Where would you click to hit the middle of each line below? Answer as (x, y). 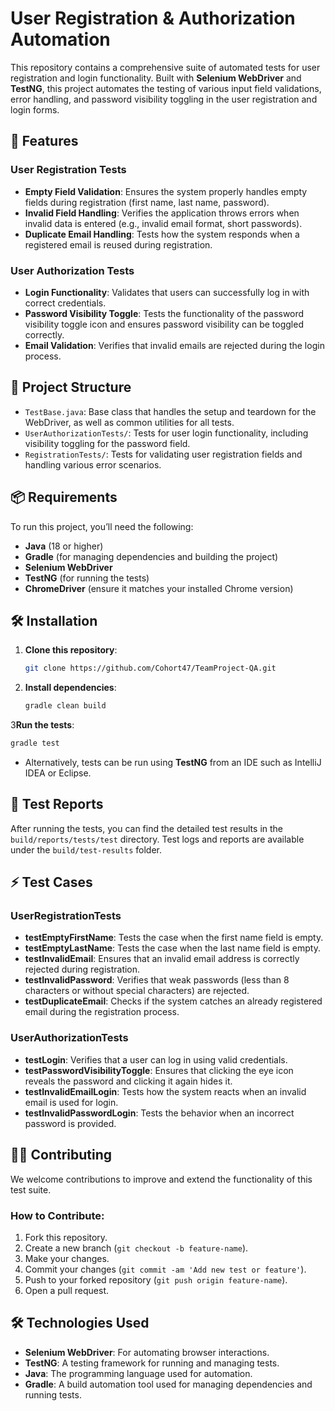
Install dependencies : (70, 688)
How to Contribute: (57, 1215)
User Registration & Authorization (153, 18)
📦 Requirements (64, 497)
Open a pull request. (67, 1290)
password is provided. (70, 1123)
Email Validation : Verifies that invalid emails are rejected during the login (174, 345)
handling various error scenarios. (93, 464)
